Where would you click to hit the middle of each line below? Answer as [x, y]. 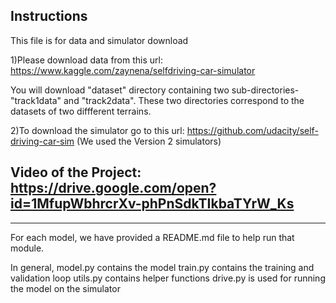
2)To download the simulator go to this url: [97, 130]
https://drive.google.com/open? [113, 188]
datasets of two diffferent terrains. [81, 111]
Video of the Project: [76, 172]
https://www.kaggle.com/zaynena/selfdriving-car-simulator [133, 70]
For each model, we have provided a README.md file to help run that [152, 237]
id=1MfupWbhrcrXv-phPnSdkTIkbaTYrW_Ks [152, 204]
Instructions [49, 16]
